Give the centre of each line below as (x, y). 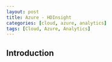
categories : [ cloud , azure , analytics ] (57, 23)
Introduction (30, 53)
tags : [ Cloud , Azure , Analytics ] (48, 29)
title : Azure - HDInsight (39, 17)
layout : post (23, 12)
